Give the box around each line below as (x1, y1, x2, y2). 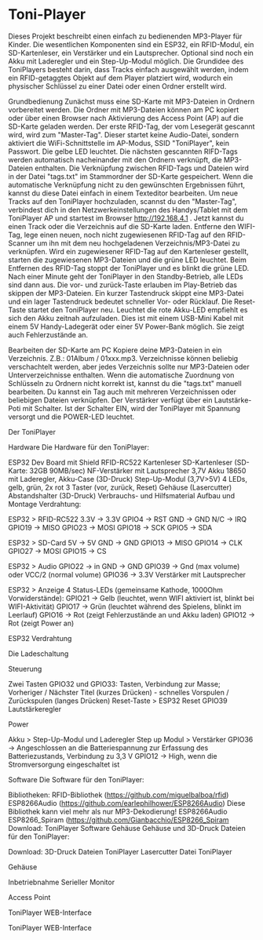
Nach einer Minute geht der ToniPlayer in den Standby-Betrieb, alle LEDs (8, 271, 243, 281)
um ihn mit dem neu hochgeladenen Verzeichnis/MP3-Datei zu (36, 238, 240, 248)
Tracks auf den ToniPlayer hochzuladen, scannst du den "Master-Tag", (8, 196, 237, 206)
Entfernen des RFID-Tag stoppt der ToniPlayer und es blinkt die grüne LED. (8, 263, 250, 272)
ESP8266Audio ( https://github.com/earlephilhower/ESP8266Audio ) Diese (8, 798, 246, 807)
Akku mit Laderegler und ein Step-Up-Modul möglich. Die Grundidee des (8, 56, 244, 66)
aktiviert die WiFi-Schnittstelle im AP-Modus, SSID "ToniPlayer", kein (8, 138, 230, 148)
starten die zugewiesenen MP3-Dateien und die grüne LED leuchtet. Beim (8, 255, 247, 264)
